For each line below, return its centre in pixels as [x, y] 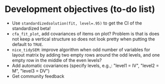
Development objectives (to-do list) [80, 9]
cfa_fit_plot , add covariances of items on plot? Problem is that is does [85, 33]
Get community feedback [38, 76]
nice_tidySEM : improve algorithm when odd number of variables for [81, 49]
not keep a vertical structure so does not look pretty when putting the [83, 39]
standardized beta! [31, 28]
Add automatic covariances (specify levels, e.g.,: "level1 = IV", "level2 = [85, 65]
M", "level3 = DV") [31, 70]
